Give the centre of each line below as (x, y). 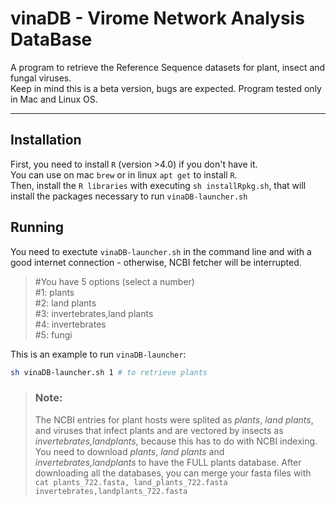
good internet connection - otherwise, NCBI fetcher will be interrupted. (156, 262)
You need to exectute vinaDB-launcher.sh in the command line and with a (161, 251)
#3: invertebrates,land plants (94, 313)
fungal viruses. (41, 78)
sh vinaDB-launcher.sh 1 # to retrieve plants (109, 372)
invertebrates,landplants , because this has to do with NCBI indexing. (176, 441)
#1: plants (54, 292)
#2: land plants (65, 303)
